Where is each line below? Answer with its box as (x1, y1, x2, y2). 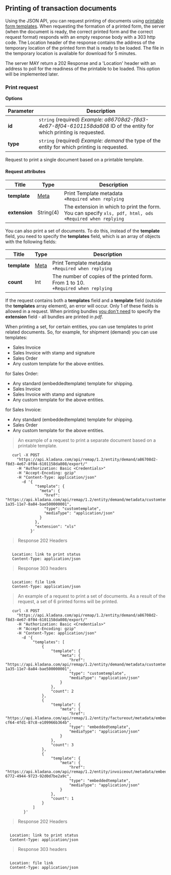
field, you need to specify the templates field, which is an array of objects (5, 233, 160, 240)
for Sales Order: (5, 370, 39, 377)
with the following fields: (5, 239, 57, 245)
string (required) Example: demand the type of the (38, 137, 161, 145)
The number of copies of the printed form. (52, 273, 153, 280)
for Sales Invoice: (5, 407, 42, 413)
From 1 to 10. (52, 279, 85, 287)
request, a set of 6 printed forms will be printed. (17, 599, 119, 605)
